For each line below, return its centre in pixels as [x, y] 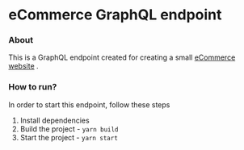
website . [23, 66]
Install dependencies [55, 120]
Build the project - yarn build [69, 129]
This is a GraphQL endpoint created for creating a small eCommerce [122, 57]
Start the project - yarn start [69, 137]
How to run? [33, 87]
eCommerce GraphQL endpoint [115, 15]
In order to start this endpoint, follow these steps [89, 104]
